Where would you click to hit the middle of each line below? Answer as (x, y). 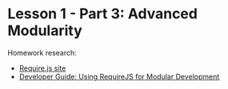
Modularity (45, 31)
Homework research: (42, 52)
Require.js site (42, 68)
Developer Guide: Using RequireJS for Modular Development (119, 76)
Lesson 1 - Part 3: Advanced (102, 14)
